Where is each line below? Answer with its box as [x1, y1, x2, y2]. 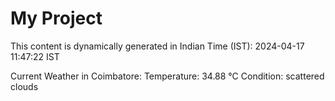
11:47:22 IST [10, 50, 60, 62]
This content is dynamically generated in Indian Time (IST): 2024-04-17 [10, 40, 305, 52]
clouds [10, 80, 39, 92]
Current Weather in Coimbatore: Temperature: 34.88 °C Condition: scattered [10, 70, 325, 82]
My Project [10, 7, 103, 30]
